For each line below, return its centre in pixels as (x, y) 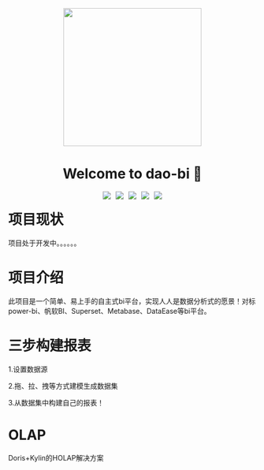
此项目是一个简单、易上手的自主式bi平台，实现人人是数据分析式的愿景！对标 (132, 301)
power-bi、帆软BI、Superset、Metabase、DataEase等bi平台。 (110, 311)
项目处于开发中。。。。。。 (45, 243)
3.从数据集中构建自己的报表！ (56, 402)
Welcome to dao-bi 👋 (132, 174)
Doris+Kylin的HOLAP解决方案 (56, 457)
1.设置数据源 (28, 369)
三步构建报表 (50, 345)
